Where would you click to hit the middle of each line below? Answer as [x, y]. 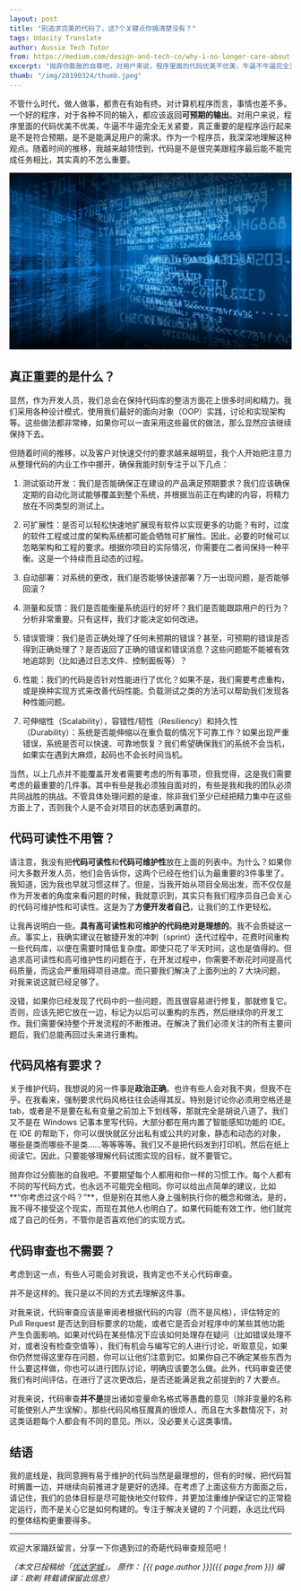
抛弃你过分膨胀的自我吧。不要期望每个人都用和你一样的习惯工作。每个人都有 [150, 1175]
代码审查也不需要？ [62, 1250]
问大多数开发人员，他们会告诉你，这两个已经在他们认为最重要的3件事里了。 [149, 873]
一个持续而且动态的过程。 [101, 558]
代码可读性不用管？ [62, 839]
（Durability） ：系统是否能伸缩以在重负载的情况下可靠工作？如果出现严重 [155, 732]
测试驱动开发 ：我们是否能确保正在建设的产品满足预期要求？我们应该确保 [156, 483]
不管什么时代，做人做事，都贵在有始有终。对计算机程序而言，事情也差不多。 [150, 103]
